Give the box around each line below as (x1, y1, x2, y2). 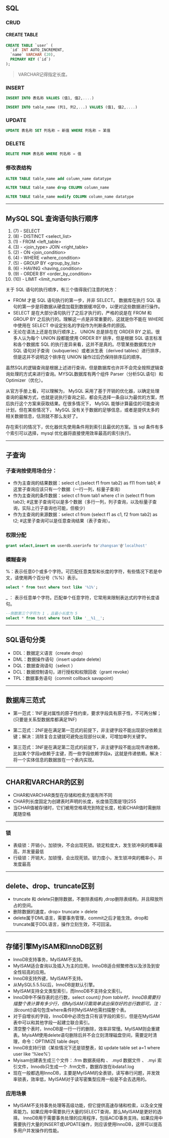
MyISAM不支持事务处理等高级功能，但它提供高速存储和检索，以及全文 (13, 1102, 158, 1108)
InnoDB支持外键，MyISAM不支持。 (13, 975, 86, 982)
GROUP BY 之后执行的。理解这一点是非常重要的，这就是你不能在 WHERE (13, 316, 164, 322)
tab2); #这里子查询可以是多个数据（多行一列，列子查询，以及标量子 (13, 498, 152, 504)
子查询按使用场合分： (6, 467, 57, 474)
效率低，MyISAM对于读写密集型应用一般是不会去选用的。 (30, 1076, 149, 1083)
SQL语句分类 (6, 636, 46, 644)
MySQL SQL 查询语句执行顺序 (6, 214, 98, 223)
